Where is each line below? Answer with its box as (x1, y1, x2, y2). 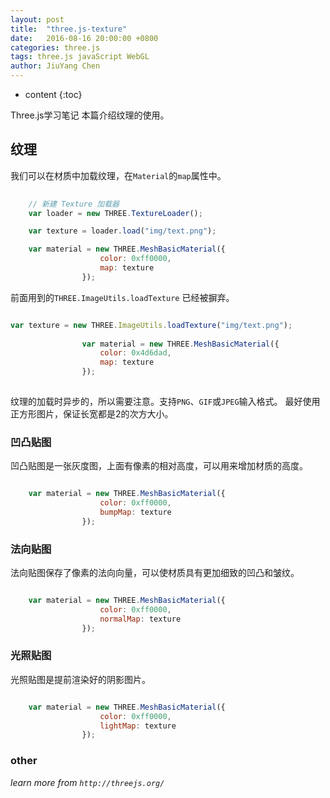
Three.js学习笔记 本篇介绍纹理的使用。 (10, 109, 170, 121)
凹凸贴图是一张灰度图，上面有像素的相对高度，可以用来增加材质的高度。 (10, 460, 308, 472)
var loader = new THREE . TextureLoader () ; (28, 208, 203, 218)
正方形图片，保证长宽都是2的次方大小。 (10, 407, 174, 420)
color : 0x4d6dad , (99, 348, 172, 358)
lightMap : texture (99, 721, 177, 731)
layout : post (10, 14, 65, 25)
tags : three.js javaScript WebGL (10, 52, 150, 62)
